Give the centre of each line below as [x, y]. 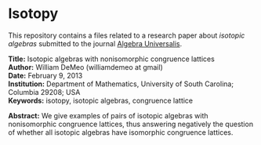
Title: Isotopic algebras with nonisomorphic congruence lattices [112, 59]
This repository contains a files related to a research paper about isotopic [127, 35]
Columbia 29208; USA [44, 92]
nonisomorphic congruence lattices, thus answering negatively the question [130, 124]
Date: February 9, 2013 [45, 75]
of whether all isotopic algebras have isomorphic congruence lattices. [121, 132]
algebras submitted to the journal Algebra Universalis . [95, 43]
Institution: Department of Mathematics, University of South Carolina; [121, 84]
